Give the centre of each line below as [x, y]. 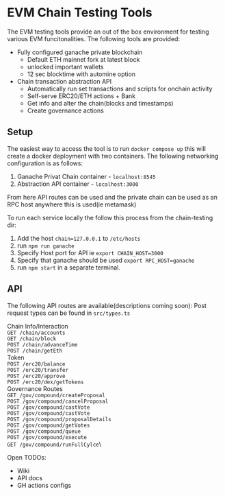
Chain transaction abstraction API [64, 81]
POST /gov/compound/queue [44, 431]
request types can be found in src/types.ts [69, 313]
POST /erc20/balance [37, 364]
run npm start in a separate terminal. [69, 267]
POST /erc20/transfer [38, 370]
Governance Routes [35, 388]
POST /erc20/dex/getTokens [45, 382]
